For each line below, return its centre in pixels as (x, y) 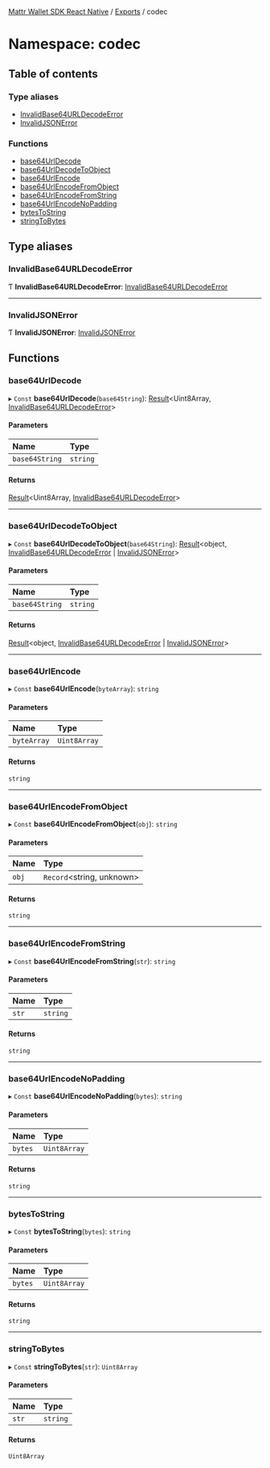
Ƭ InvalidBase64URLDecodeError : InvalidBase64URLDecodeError (118, 287)
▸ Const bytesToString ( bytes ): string (70, 1231)
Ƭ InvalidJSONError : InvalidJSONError (72, 332)
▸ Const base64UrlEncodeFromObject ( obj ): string (93, 823)
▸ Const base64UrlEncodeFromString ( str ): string (92, 961)
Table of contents (53, 74)
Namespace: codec (75, 44)
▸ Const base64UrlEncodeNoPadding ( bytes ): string (95, 1096)
